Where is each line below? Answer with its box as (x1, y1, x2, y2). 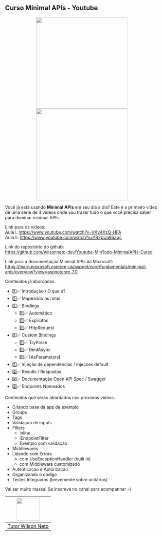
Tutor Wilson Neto (7, 522, 49, 529)
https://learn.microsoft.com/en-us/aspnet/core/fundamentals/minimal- (5, 264, 147, 269)
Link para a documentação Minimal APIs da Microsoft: (5, 258, 113, 264)
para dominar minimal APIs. (5, 214, 60, 220)
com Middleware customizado (19, 461, 80, 467)
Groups (12, 409, 27, 415)
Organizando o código (12, 471, 57, 477)
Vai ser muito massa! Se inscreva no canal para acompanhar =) (5, 486, 132, 492)
